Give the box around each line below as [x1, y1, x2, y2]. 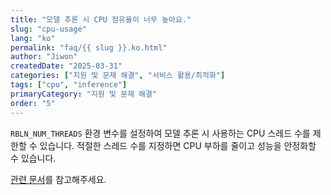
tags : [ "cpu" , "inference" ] [10, 80, 128, 90]
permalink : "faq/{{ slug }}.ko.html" [10, 42, 168, 53]
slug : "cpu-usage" [10, 24, 87, 34]
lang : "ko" [10, 33, 56, 43]
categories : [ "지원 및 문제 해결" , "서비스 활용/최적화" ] [10, 71, 226, 81]
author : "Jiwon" [10, 52, 78, 62]
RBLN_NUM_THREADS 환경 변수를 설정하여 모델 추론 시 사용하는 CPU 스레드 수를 [10, 127, 311, 139]
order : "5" [10, 98, 56, 108]
